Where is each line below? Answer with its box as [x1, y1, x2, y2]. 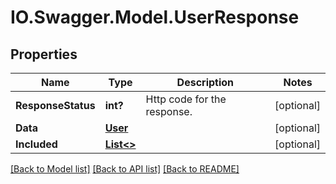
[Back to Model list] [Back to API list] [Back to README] [10, 163, 240, 175]
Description [176, 76, 235, 89]
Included [15, 137, 58, 151]
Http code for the [145, 92, 227, 106]
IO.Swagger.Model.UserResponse [10, 6, 300, 29]
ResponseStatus [15, 99, 96, 112]
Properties [10, 46, 78, 63]
